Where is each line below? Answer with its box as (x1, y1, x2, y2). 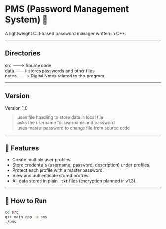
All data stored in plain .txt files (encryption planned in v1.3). (12, 178, 137, 184)
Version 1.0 (5, 105, 28, 111)
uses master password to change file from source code (17, 125, 130, 131)
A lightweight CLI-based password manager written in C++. (5, 30, 126, 36)
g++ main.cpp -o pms (5, 215, 48, 220)
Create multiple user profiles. (12, 157, 72, 163)
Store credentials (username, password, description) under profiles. (12, 162, 151, 168)
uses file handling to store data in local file (17, 114, 104, 120)
